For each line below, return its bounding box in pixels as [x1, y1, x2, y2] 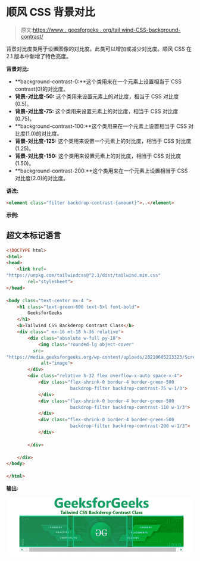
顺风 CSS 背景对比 [6, 5, 95, 19]
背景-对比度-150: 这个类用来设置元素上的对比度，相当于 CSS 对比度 [14, 152, 182, 159]
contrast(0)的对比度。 [14, 85, 69, 92]
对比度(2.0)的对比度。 [14, 174, 69, 181]
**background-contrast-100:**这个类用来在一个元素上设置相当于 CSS [14, 123, 187, 130]
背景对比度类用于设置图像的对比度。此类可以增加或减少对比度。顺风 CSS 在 [6, 45, 192, 52]
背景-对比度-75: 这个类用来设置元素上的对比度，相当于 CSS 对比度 [14, 108, 179, 115]
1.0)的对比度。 [27, 130, 62, 137]
